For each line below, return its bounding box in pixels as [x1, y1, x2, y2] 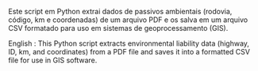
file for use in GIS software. [8, 55, 98, 65]
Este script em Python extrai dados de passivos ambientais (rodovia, [8, 7, 233, 16]
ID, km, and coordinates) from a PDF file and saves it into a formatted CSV [8, 47, 250, 56]
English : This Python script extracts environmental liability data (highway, [8, 39, 250, 48]
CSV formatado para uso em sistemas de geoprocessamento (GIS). [8, 24, 229, 32]
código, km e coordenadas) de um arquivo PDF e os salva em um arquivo [8, 15, 248, 24]
